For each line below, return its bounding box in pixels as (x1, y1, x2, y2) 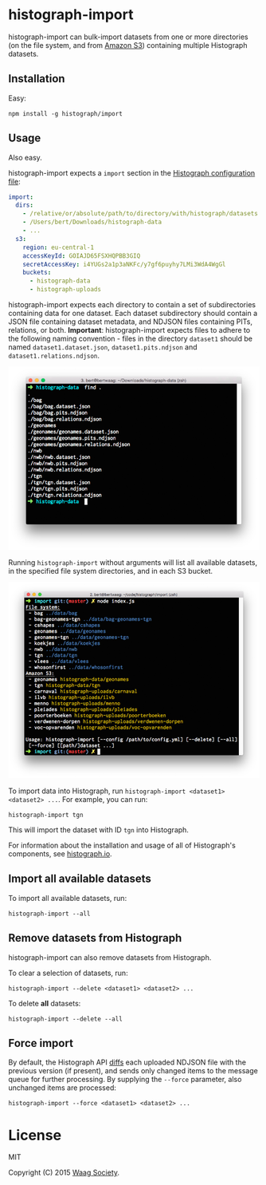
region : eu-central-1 (22, 243, 94, 251)
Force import (8, 1037, 74, 1050)
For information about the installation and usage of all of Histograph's (8, 840, 237, 851)
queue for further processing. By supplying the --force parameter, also (8, 1075, 242, 1084)
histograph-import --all (8, 910, 91, 918)
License (8, 1126, 62, 1144)
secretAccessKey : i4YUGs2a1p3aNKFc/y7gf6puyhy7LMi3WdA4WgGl (22, 260, 226, 268)
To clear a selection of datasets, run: (8, 968, 129, 978)
